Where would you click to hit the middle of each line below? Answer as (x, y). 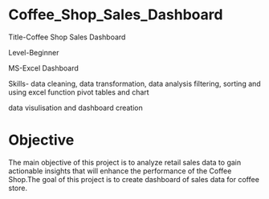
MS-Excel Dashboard (43, 68)
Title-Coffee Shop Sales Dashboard (67, 37)
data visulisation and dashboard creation (75, 108)
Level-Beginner (34, 52)
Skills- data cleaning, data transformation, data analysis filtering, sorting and (134, 83)
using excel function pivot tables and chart (79, 92)
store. (18, 188)
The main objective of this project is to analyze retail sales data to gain (125, 162)
